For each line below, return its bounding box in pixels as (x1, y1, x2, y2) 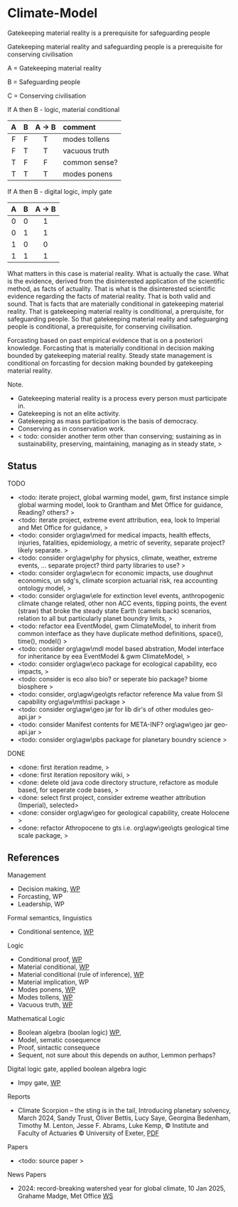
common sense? (63, 157, 119, 167)
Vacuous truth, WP (17, 1000, 73, 1009)
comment (63, 122, 96, 132)
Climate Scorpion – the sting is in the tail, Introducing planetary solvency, (17, 1106, 231, 1114)
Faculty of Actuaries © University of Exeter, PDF (17, 1129, 160, 1137)
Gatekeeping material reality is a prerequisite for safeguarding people (7, 29, 211, 37)
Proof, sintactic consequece (17, 1043, 100, 1052)
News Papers (7, 1170, 47, 1178)
